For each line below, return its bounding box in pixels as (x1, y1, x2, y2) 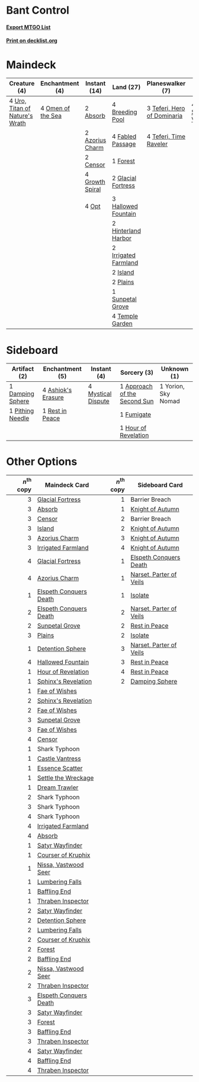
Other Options (6, 455, 78, 469)
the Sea (40, 112, 62, 120)
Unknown (161, 365, 189, 373)
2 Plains (111, 278, 134, 286)
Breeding (111, 108, 137, 116)
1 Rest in (42, 407, 67, 415)
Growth (85, 178, 105, 186)
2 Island (111, 268, 134, 277)
